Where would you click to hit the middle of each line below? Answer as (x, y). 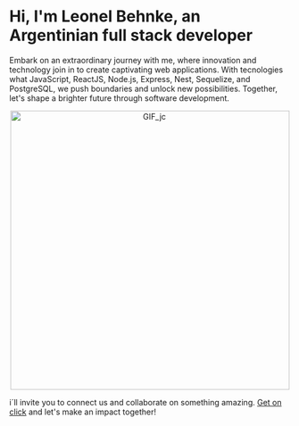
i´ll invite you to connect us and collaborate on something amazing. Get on (145, 402)
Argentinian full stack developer (131, 35)
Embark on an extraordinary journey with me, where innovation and (133, 60)
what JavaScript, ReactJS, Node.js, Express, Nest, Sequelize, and (130, 79)
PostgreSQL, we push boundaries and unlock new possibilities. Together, (144, 88)
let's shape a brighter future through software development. (120, 98)
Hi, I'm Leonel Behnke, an (105, 17)
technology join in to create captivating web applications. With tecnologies (146, 70)
